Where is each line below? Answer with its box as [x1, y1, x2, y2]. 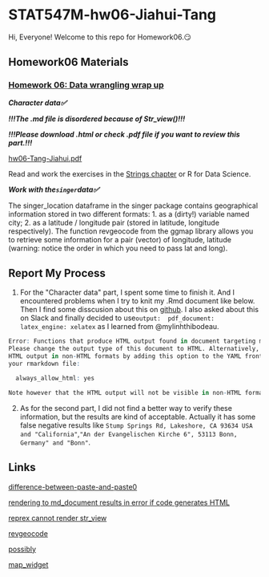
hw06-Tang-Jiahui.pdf [8, 153, 82, 163]
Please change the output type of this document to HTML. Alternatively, [8, 345, 260, 353]
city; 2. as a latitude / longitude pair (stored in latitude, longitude [8, 217, 220, 227]
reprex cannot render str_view [8, 513, 107, 522]
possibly [8, 544, 37, 554]
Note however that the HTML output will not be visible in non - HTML [8, 388, 242, 396]
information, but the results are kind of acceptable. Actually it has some [19, 412, 256, 421]
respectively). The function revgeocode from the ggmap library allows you [8, 226, 254, 236]
